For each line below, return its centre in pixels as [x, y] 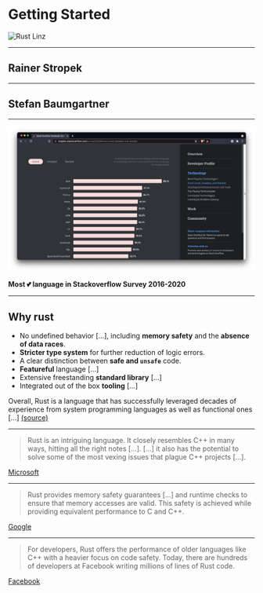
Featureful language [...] [59, 369]
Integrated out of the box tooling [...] [79, 386]
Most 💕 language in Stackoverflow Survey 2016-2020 [97, 284]
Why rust [31, 317]
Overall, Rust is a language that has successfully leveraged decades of [122, 401]
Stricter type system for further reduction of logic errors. [112, 353]
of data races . [42, 344]
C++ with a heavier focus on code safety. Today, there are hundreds [137, 558]
